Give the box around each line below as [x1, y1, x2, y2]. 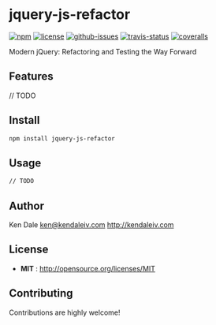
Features [9, 69, 54, 84]
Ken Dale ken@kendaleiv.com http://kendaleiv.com [9, 219, 174, 230]
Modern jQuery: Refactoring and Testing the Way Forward [9, 47, 197, 56]
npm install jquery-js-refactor [9, 134, 115, 143]
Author [9, 199, 44, 212]
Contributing [9, 286, 73, 301]
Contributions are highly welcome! [9, 308, 121, 317]
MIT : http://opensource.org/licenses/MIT [20, 263, 156, 273]
